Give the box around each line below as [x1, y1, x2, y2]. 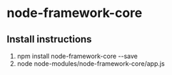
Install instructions [6, 33, 92, 45]
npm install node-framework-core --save [16, 52, 138, 60]
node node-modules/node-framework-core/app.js [16, 59, 165, 68]
